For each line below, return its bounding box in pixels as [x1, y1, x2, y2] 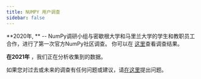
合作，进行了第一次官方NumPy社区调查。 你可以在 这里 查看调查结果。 [6, 40, 183, 47]
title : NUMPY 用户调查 [6, 9, 60, 15]
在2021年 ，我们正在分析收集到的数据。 [6, 53, 107, 60]
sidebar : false [6, 15, 45, 21]
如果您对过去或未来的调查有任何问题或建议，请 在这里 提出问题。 [6, 66, 167, 73]
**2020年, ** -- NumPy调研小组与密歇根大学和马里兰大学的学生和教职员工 [6, 32, 196, 40]
